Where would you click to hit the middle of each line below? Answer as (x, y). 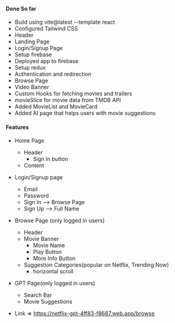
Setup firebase (33, 54)
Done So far (21, 9)
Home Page (29, 141)
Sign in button (50, 159)
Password (36, 196)
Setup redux (30, 68)
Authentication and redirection (53, 74)
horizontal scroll (53, 272)
